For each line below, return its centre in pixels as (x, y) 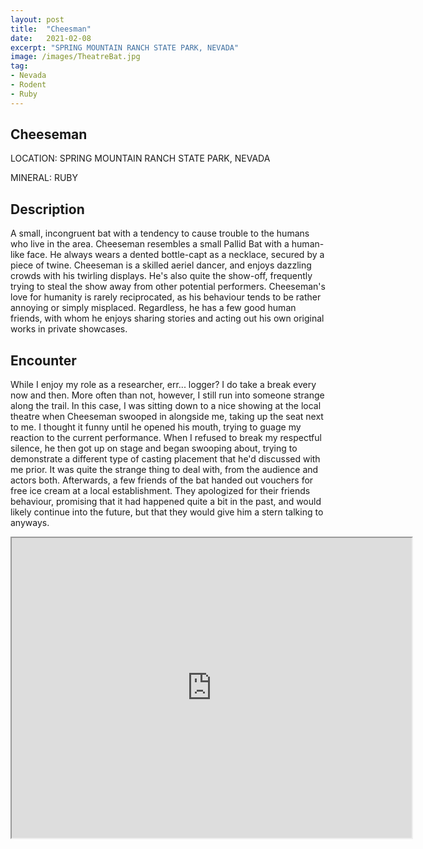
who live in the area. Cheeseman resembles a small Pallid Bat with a (150, 244)
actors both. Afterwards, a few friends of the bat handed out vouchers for (162, 480)
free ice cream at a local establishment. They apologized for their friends (160, 491)
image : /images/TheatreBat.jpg (75, 57)
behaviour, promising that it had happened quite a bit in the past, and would (166, 502)
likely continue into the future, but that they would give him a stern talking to (167, 512)
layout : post (37, 19)
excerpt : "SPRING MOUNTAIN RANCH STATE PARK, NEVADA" (125, 47)
